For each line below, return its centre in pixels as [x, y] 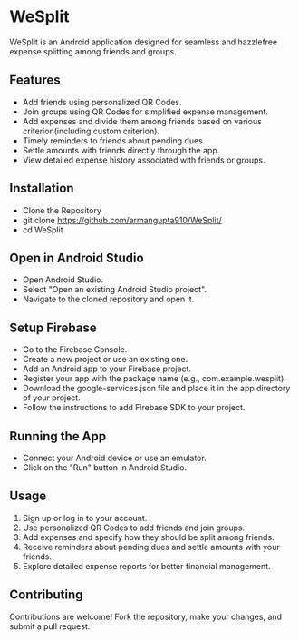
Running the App [58, 436]
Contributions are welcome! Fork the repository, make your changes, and [146, 616]
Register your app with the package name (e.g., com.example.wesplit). [154, 379]
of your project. [51, 398]
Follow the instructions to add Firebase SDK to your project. [134, 408]
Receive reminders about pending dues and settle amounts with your [151, 547]
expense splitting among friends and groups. [93, 51]
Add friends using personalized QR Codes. [102, 102]
